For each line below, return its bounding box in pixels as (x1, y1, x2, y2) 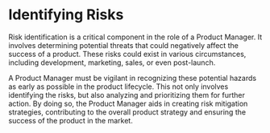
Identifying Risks (8, 6, 124, 24)
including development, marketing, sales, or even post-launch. (8, 58, 216, 67)
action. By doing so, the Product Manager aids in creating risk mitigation (8, 99, 248, 108)
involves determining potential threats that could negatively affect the (8, 40, 239, 50)
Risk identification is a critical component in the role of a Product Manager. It (8, 32, 263, 42)
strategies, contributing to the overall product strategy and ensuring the (8, 107, 247, 117)
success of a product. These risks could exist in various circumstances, (8, 49, 247, 58)
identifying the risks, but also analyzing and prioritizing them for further (8, 90, 246, 99)
